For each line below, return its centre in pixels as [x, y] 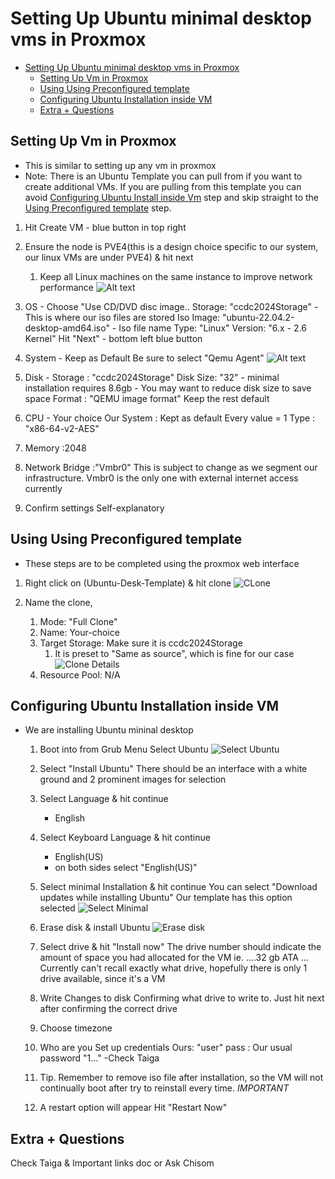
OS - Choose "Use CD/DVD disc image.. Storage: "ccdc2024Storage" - [171, 306]
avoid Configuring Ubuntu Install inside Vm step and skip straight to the [172, 197]
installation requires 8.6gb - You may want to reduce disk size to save [168, 388]
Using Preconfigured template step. [98, 208]
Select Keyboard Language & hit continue [125, 838]
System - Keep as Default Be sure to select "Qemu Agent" [144, 358]
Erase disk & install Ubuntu [95, 928]
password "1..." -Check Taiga [99, 1058]
